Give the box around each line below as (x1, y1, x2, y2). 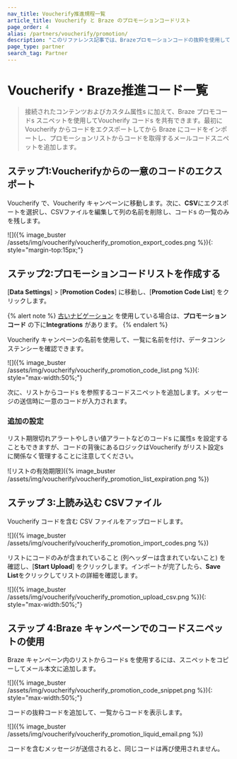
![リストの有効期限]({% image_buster (7, 466, 116, 475)
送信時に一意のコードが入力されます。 (19, 397, 131, 405)
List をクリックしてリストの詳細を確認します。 (7, 571, 141, 579)
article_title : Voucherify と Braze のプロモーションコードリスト (7, 17, 191, 24)
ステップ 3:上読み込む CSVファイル (7, 497, 162, 509)
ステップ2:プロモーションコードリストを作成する (7, 268, 221, 280)
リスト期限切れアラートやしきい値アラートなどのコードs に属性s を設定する (7, 434, 229, 442)
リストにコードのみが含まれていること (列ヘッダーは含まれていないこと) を (7, 553, 226, 562)
